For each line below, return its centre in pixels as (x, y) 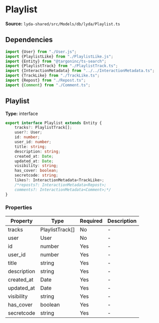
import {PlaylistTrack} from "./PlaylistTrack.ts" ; (62, 66)
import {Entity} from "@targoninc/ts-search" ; (56, 61)
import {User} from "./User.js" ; (41, 52)
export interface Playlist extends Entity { (54, 123)
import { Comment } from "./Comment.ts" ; (48, 85)
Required (91, 221)
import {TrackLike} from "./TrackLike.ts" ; (53, 75)
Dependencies (29, 40)
